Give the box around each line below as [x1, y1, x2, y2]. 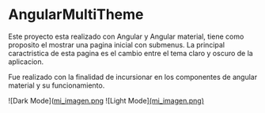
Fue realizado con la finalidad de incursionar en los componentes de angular [8, 72, 258, 81]
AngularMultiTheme [8, 6, 144, 24]
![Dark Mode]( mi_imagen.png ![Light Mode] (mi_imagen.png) [8, 96, 204, 105]
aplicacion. [8, 57, 44, 66]
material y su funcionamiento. [8, 81, 105, 90]
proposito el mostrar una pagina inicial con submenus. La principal [8, 40, 225, 49]
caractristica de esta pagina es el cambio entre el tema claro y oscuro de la [8, 48, 253, 58]
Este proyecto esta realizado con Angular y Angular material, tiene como [8, 32, 244, 41]
